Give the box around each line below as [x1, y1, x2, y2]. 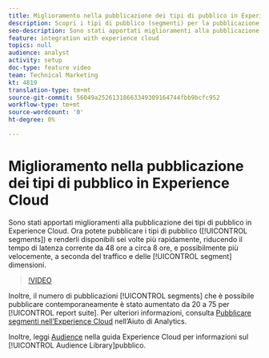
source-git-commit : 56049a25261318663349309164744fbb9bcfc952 [8, 93, 220, 101]
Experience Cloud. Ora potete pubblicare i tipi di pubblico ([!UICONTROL [8, 225, 248, 236]
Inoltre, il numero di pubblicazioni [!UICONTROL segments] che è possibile [8, 291, 255, 300]
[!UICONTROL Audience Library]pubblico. [8, 340, 147, 350]
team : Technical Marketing [8, 71, 98, 79]
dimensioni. [8, 260, 46, 269]
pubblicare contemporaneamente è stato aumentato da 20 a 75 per [8, 299, 230, 308]
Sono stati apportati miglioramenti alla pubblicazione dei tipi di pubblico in [8, 217, 252, 227]
